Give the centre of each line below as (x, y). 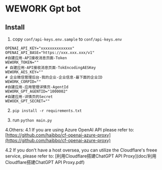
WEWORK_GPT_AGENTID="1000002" (37, 91)
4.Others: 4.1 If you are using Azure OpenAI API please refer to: (70, 130)
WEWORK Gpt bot (43, 9)
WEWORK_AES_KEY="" (24, 72)
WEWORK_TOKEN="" (22, 62)
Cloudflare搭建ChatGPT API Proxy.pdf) (45, 162)
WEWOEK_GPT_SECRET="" (28, 101)
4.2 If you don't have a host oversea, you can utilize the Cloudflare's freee (81, 150)
